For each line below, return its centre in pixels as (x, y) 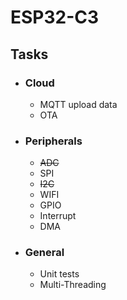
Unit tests (59, 274)
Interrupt (58, 216)
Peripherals (53, 141)
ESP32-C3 (55, 17)
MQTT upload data (78, 104)
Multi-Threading (73, 285)
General (44, 253)
